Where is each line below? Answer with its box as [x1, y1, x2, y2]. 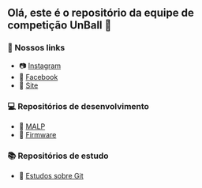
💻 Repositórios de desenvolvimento [7, 100, 149, 111]
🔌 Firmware [18, 130, 57, 139]
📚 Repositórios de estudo [7, 150, 109, 161]
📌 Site [18, 81, 39, 90]
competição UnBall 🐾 [7, 19, 112, 32]
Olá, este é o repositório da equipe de [7, 6, 195, 20]
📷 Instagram [18, 61, 61, 70]
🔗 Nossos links [7, 43, 65, 54]
